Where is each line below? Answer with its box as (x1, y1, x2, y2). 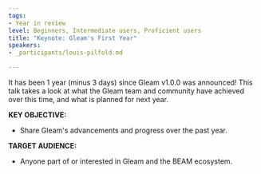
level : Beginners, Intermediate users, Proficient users (8, 26, 202, 34)
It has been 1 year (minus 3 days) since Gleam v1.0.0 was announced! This (8, 77, 253, 87)
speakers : (8, 42, 42, 49)
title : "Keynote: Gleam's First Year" (8, 34, 137, 42)
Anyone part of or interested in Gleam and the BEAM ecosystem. (19, 156, 233, 166)
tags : (8, 11, 26, 20)
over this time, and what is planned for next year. (8, 95, 169, 104)
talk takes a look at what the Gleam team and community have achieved (8, 86, 245, 96)
